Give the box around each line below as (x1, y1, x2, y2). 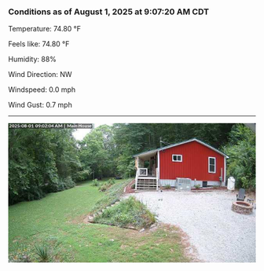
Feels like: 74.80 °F (8, 39, 70, 49)
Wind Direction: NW (8, 70, 72, 79)
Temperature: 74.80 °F (8, 24, 81, 34)
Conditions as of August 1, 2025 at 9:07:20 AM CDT (8, 6, 210, 17)
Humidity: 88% (8, 54, 57, 64)
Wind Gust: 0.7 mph (8, 101, 72, 110)
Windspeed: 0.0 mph (8, 85, 76, 94)
